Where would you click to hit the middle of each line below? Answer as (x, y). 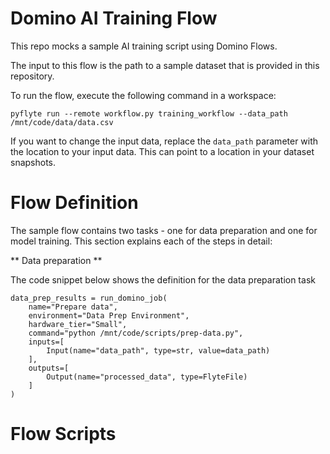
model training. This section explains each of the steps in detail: (141, 241)
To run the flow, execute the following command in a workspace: (143, 95)
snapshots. (33, 162)
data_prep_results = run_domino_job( (89, 298)
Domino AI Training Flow (114, 18)
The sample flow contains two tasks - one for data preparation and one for (164, 230)
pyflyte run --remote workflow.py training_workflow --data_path (149, 113)
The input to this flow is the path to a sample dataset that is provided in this (165, 65)
